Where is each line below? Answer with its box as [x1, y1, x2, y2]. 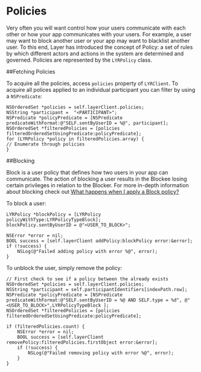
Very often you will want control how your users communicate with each [6, 24, 186, 31]
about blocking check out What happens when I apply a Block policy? [6, 188, 179, 195]
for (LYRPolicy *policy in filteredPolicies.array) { [6, 136, 145, 142]
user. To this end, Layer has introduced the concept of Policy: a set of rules [6, 43, 193, 51]
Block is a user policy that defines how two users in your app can [6, 168, 168, 176]
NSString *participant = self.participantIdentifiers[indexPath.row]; [6, 286, 188, 292]
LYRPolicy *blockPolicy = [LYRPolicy [6, 211, 101, 217]
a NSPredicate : [6, 92, 42, 100]
